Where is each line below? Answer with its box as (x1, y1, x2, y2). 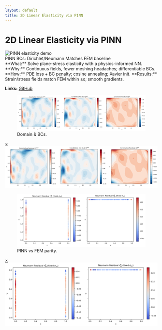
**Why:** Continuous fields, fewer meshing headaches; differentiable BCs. (5, 66, 156, 72)
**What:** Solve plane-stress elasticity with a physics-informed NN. (5, 61, 143, 66)
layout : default (5, 8, 38, 13)
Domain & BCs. (17, 132, 47, 137)
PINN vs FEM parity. (17, 247, 57, 253)
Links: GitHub (5, 85, 33, 92)
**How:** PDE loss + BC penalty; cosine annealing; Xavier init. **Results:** (5, 71, 157, 77)
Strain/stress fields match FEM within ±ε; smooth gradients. (5, 76, 124, 82)
